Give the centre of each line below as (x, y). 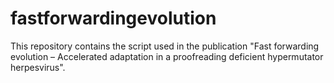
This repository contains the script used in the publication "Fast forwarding (165, 46)
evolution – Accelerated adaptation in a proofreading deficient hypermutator (167, 56)
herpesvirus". (38, 67)
